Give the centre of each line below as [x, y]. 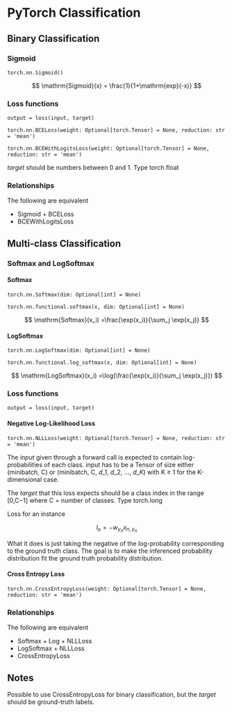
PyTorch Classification [74, 13]
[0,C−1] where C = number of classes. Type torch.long [85, 500]
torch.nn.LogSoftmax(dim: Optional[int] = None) [79, 351]
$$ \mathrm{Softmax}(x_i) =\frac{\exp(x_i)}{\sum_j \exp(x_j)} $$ [117, 320]
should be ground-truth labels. [51, 702]
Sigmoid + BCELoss [45, 214]
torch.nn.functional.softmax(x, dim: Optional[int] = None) [96, 307]
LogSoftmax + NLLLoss [51, 648]
